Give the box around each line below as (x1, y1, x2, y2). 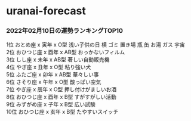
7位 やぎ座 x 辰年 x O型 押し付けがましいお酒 (6, 86, 117, 93)
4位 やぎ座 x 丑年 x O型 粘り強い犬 (6, 64, 91, 71)
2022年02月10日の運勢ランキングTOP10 (6, 27, 124, 35)
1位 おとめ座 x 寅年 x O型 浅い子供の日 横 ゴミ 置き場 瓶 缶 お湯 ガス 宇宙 (6, 41, 185, 48)
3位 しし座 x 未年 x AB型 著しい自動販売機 (6, 56, 110, 63)
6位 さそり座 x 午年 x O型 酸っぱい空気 (6, 79, 101, 86)
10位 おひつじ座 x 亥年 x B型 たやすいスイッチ (6, 108, 119, 116)
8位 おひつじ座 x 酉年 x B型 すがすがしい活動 (6, 94, 116, 101)
